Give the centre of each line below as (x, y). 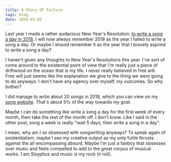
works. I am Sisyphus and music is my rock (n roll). (59, 154)
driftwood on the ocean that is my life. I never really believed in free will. (81, 71)
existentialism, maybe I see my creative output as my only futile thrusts (80, 138)
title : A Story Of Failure (34, 10)
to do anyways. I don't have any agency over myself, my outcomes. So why (84, 81)
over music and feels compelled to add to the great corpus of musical (78, 149)
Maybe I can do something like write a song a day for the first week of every (85, 112)
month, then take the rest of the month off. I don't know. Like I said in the (81, 117)
